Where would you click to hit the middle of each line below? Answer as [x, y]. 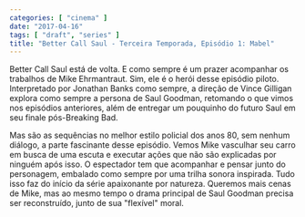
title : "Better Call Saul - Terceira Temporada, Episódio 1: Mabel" [142, 43]
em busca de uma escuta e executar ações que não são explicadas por [143, 155]
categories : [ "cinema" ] [58, 18]
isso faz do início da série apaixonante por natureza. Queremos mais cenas [150, 184]
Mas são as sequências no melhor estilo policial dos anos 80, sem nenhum [150, 135]
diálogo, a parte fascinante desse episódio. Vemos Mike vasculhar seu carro [152, 145]
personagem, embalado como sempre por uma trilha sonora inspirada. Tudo [152, 174]
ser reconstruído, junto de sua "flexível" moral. [97, 203]
